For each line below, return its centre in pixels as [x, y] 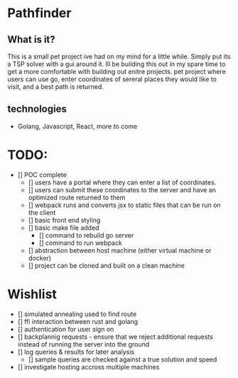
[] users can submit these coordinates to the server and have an [122, 189]
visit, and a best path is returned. [56, 86]
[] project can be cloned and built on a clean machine [106, 266]
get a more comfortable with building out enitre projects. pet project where [117, 72]
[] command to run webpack [80, 243]
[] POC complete [42, 174]
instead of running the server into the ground [83, 344]
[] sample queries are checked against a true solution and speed [123, 359]
